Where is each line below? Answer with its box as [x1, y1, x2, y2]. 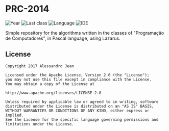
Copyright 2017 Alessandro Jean [5, 63, 74, 69]
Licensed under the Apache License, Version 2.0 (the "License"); [5, 72, 150, 77]
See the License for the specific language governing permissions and [5, 117, 159, 122]
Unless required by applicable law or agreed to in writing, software [5, 99, 159, 104]
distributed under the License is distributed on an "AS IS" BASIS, [5, 103, 154, 109]
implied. [5, 113, 24, 118]
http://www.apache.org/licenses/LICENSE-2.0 [5, 90, 102, 95]
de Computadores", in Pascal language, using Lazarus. [5, 35, 121, 41]
